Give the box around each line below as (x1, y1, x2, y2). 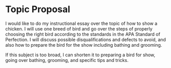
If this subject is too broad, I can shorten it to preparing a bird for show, (5, 52, 156, 58)
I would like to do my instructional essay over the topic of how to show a (5, 20, 158, 26)
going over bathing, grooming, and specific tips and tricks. (5, 57, 129, 63)
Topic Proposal (5, 4, 71, 15)
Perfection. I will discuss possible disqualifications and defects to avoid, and (5, 37, 166, 43)
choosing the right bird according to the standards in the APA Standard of (5, 31, 160, 37)
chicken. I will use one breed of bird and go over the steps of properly (5, 25, 153, 31)
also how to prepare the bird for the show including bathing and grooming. (5, 42, 162, 48)
